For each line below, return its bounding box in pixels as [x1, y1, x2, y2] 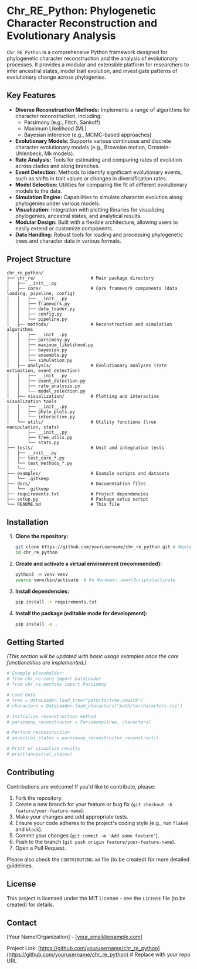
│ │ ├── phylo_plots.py [6, 408, 76, 415]
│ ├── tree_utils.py [6, 434, 73, 440]
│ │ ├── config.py [6, 311, 62, 317]
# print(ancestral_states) [6, 751, 73, 757]
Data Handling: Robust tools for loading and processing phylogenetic [15, 231, 184, 238]
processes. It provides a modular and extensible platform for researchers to [6, 61, 189, 68]
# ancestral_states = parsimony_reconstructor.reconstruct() [6, 735, 159, 741]
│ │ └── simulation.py [6, 357, 73, 363]
